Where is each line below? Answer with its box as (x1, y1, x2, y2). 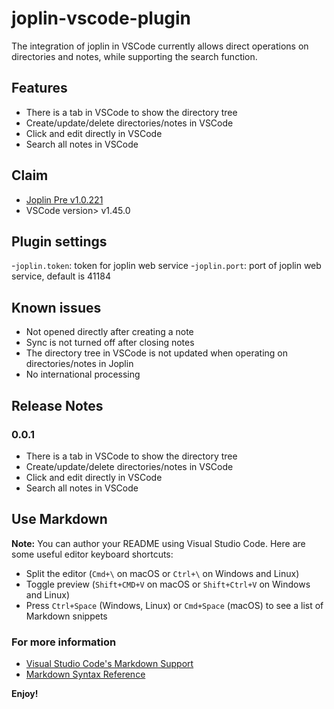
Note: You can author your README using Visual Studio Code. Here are (11, 537, 306, 549)
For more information (11, 635, 117, 649)
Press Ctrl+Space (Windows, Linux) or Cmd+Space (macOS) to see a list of (25, 599, 324, 611)
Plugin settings (11, 233, 108, 250)
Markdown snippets (25, 610, 108, 622)
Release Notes (11, 397, 104, 414)
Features (11, 80, 68, 97)
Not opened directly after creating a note (25, 326, 194, 338)
